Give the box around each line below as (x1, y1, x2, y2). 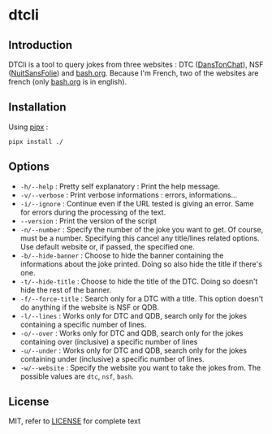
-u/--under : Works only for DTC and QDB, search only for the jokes (19, 345, 248, 355)
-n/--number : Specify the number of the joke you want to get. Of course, (19, 224, 264, 234)
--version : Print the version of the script (19, 215, 157, 225)
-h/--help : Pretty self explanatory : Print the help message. (19, 181, 221, 191)
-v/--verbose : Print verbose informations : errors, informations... (19, 189, 238, 200)
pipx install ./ (8, 137, 63, 145)
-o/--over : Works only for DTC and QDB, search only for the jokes (19, 328, 244, 338)
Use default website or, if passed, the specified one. (19, 241, 195, 251)
